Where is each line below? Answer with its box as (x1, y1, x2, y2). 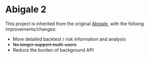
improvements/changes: (5, 26, 57, 32)
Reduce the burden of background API (12, 47, 94, 53)
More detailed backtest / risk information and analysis (12, 36, 126, 42)
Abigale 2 (5, 4, 47, 15)
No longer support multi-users (12, 41, 77, 47)
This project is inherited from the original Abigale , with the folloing (5, 21, 144, 27)
